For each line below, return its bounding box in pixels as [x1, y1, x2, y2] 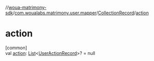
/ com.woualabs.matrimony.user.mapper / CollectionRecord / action [12, 10, 149, 16]
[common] [5, 45, 27, 51]
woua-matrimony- [8, 5, 47, 10]
